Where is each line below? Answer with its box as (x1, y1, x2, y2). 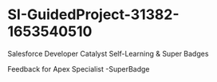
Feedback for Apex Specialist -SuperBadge (7, 64, 150, 73)
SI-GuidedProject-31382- (7, 6, 180, 24)
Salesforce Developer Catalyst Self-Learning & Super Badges (7, 49, 209, 58)
